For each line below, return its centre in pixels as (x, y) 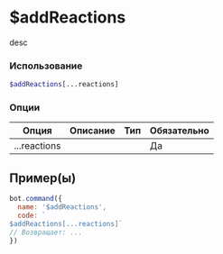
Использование (46, 66)
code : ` (32, 215)
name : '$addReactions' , (62, 207)
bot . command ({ (36, 199)
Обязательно (179, 131)
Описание (92, 131)
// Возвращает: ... (46, 232)
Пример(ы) (43, 178)
